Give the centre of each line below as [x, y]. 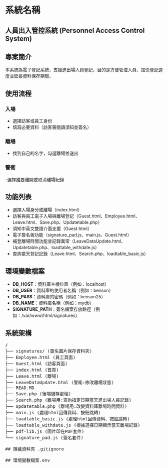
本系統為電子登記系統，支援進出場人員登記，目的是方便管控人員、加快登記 [82, 70]
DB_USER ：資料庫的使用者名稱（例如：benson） [63, 290]
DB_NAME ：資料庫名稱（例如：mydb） [53, 303]
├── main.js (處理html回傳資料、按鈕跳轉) [53, 413]
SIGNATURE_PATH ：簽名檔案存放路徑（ [54, 309]
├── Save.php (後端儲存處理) [38, 394]
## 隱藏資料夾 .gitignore [35, 449]
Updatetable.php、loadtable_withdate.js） [56, 248]
